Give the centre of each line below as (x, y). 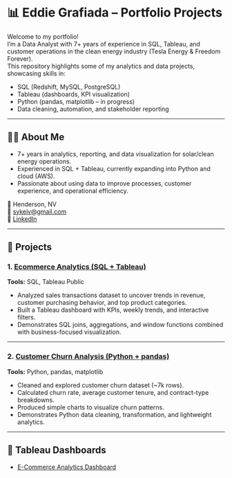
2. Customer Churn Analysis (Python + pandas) (88, 357)
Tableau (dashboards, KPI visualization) (73, 94)
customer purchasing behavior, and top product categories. (102, 303)
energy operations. (44, 161)
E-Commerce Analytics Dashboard (66, 467)
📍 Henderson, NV (32, 204)
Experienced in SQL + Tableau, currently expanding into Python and (114, 168)
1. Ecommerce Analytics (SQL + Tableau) (77, 267)
